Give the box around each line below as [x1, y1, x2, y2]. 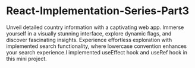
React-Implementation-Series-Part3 [6, 4, 189, 18]
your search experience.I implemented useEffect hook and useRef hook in [6, 48, 188, 56]
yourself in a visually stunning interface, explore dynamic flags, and [6, 30, 172, 37]
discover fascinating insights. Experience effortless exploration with [6, 36, 172, 43]
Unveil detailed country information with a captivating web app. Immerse [6, 24, 184, 31]
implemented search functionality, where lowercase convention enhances [6, 43, 187, 50]
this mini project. [6, 55, 47, 62]
